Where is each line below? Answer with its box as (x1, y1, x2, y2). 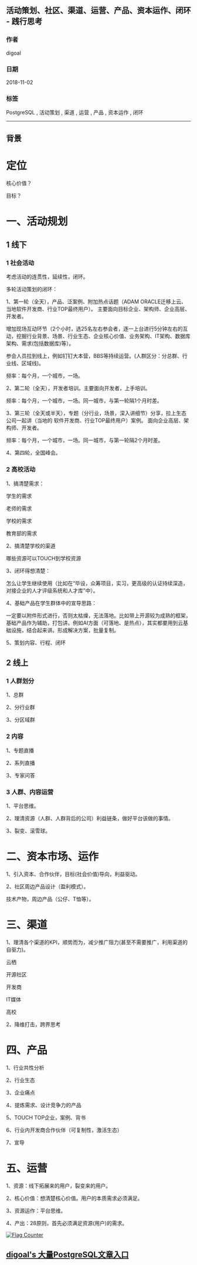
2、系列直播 (6, 759, 35, 766)
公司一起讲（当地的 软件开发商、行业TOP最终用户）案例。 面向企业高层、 (6, 417, 184, 424)
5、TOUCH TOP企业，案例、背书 (6, 1114, 86, 1121)
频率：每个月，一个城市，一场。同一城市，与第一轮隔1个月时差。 (6, 397, 162, 404)
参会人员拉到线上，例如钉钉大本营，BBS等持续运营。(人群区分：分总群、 (6, 353, 183, 360)
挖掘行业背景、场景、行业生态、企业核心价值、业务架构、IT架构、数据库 (16, 333, 191, 340)
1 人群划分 (6, 677, 35, 685)
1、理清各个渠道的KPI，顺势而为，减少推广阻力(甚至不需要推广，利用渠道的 (6, 938, 188, 946)
